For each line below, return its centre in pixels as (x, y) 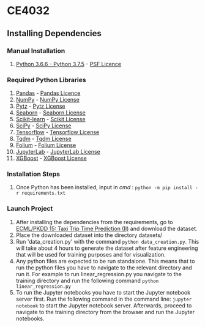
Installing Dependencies (54, 33)
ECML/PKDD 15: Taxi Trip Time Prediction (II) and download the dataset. (106, 228)
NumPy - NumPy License (48, 100)
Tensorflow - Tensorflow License (58, 132)
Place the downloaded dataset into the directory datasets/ (89, 235)
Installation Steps (34, 174)
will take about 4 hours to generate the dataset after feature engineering (107, 248)
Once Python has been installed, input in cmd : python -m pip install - (107, 187)
